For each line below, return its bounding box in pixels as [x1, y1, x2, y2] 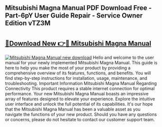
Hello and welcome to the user [92, 54, 154, 60]
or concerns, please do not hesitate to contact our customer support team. [5, 117, 155, 122]
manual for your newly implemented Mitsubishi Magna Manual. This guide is [5, 60, 158, 65]
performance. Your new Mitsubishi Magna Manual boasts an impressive [5, 91, 149, 96]
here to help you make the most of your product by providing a [5, 65, 131, 71]
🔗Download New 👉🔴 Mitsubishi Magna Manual [5, 39, 152, 48]
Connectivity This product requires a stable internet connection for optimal [5, 86, 155, 91]
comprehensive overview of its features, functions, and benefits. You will [5, 70, 151, 76]
